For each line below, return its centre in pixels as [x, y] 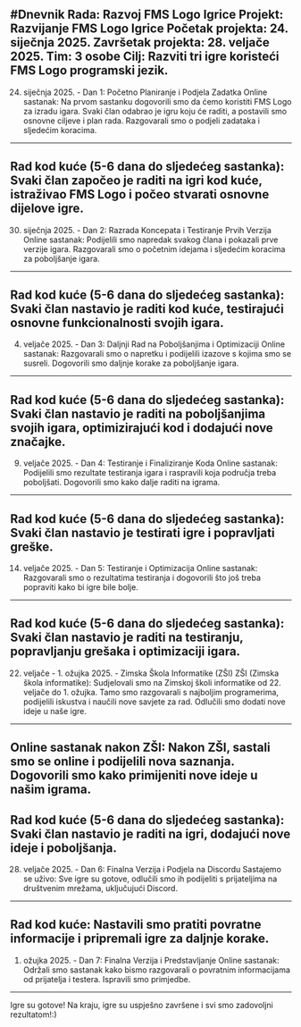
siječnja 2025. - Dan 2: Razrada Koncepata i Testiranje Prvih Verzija [147, 230]
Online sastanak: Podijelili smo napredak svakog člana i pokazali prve [150, 240]
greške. [32, 547]
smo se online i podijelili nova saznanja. [122, 762]
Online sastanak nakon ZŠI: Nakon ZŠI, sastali [140, 748]
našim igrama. [51, 790]
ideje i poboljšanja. [63, 848]
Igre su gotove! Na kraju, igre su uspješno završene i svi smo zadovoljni [142, 1005]
